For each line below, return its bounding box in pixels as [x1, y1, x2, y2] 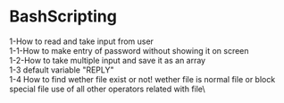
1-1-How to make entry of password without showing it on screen [9, 45, 249, 56]
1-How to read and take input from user [9, 36, 155, 47]
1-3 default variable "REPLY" [9, 64, 114, 75]
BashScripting [9, 6, 118, 27]
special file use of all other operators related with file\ [9, 83, 205, 94]
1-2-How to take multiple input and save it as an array [9, 55, 206, 65]
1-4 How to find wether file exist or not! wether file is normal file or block [9, 73, 276, 84]
